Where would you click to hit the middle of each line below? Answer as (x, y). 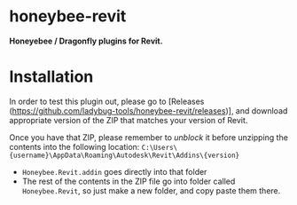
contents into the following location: (74, 146)
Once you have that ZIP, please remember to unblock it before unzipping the (148, 137)
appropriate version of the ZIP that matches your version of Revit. (129, 120)
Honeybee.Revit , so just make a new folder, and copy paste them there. (151, 190)
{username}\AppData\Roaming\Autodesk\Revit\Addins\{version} (125, 155)
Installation (51, 77)
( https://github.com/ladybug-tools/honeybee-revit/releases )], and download (148, 110)
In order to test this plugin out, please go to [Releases (107, 101)
